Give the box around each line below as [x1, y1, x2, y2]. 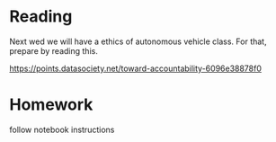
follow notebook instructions [9, 124, 115, 135]
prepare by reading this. [9, 45, 99, 56]
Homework [9, 94, 93, 115]
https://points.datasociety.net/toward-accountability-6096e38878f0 [9, 63, 263, 74]
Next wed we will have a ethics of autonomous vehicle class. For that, [9, 36, 267, 47]
